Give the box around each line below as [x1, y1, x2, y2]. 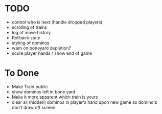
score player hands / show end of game [11, 50, 93, 56]
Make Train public [11, 84, 48, 90]
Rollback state [11, 35, 41, 41]
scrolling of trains [11, 24, 47, 30]
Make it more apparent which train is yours [11, 94, 98, 100]
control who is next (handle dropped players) [11, 19, 103, 25]
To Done [4, 68, 39, 79]
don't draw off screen [11, 104, 56, 110]
